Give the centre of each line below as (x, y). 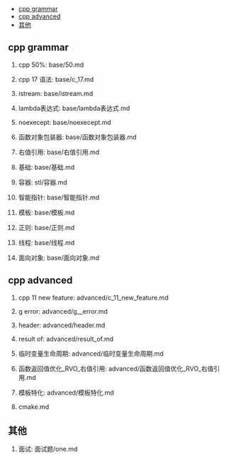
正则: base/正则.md (46, 227)
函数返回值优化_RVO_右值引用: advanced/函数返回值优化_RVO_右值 (116, 368)
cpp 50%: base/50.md (51, 65)
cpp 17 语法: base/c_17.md (56, 79)
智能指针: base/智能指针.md (59, 197)
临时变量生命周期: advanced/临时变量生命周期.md (91, 354)
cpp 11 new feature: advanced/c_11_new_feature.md (93, 297)
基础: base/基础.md (46, 167)
